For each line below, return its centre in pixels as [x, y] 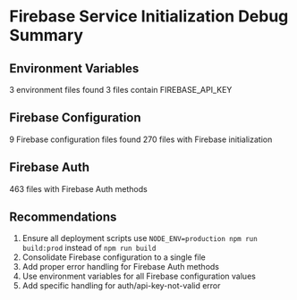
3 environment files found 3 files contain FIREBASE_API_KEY [121, 90]
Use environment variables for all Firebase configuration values [139, 276]
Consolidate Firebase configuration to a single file [114, 257]
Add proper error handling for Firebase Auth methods [120, 267]
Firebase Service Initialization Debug [149, 17]
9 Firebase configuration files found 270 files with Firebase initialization [141, 139]
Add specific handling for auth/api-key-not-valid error [121, 286]
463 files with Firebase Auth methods [78, 188]
